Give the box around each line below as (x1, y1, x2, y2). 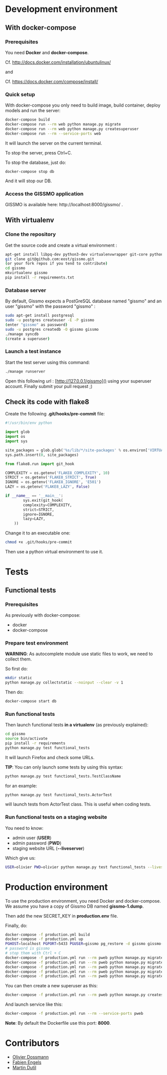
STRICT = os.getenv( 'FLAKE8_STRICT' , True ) (5, 475, 97, 480)
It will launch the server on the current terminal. (5, 140, 102, 146)
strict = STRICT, (23, 507, 55, 512)
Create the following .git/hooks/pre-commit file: (5, 411, 105, 417)
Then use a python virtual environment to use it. (5, 549, 103, 555)
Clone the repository (5, 231, 56, 238)
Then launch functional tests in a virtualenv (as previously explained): (5, 722, 149, 728)
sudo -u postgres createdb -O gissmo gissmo (5, 327, 99, 332)
